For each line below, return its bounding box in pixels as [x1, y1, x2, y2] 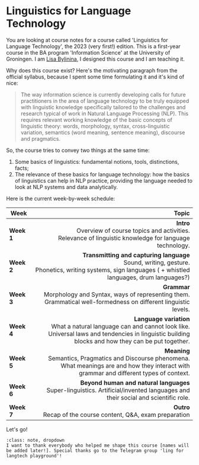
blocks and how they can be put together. [73, 337, 190, 345]
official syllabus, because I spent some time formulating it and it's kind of [6, 73, 185, 80]
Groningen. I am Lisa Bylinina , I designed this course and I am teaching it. [6, 55, 185, 62]
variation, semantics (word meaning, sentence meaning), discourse [20, 129, 185, 136]
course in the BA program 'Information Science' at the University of [6, 49, 171, 56]
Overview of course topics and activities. [76, 226, 190, 235]
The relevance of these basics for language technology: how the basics [14, 170, 190, 178]
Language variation [134, 315, 190, 323]
